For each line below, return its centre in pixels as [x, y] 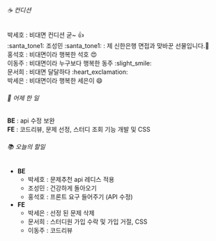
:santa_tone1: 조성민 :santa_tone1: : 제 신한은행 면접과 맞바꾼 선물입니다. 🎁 [108, 46]
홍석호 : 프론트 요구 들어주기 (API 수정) [80, 196]
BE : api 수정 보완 [31, 120]
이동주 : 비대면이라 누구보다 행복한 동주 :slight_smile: [79, 63]
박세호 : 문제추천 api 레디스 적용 [71, 179]
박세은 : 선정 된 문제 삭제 [61, 212]
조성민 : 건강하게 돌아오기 [62, 188]
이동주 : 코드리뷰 [50, 230]
